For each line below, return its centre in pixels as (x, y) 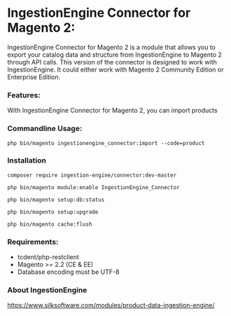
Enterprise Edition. (34, 77)
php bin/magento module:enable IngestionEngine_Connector (93, 187)
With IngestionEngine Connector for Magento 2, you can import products (113, 111)
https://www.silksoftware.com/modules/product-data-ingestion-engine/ (111, 305)
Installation (27, 160)
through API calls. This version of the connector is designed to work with (112, 62)
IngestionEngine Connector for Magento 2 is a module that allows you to (111, 47)
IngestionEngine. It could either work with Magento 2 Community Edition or (115, 69)
